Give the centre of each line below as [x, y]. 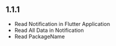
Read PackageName [40, 36]
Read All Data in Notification [49, 30]
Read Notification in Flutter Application [62, 24]
